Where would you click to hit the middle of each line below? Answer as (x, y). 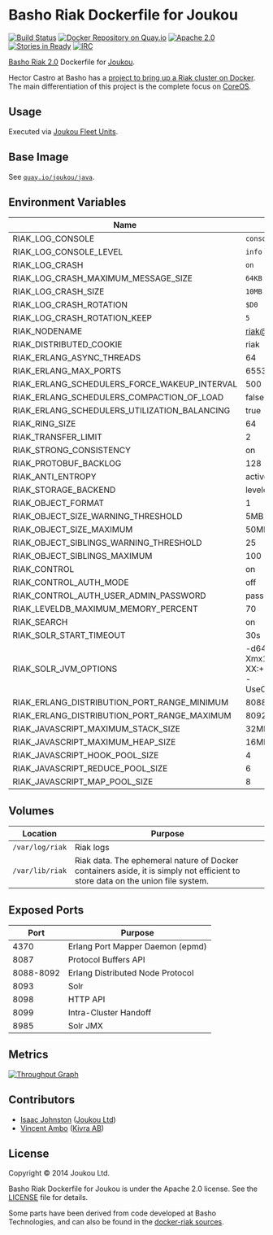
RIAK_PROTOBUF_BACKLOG (67, 464)
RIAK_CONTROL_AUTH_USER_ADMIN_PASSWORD (109, 596)
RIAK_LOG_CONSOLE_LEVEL (68, 252)
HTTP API (87, 999)
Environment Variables (67, 202)
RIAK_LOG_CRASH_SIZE (58, 292)
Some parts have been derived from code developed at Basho (113, 1213)
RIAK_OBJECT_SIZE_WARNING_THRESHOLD (97, 517)
